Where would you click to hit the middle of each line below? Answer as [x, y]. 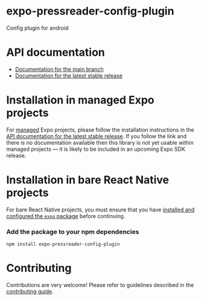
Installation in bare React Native [88, 180]
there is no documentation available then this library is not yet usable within [100, 142]
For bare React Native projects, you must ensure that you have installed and [101, 210]
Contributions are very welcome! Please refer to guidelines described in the [100, 285]
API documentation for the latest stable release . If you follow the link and [97, 136]
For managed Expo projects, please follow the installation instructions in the [100, 130]
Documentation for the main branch [59, 69]
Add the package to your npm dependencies [73, 231]
